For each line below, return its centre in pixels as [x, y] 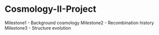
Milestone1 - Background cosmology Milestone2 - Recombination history [79, 23]
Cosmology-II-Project [51, 9]
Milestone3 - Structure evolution [38, 28]
